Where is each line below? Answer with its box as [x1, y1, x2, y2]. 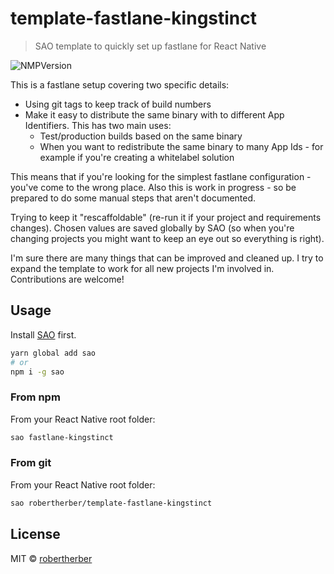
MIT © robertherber [10, 552, 93, 564]
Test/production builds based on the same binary [39, 130, 243, 142]
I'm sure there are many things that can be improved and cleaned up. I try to [10, 252, 324, 264]
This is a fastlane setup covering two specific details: [10, 78, 230, 91]
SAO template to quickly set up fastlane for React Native [34, 40, 267, 52]
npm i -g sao [10, 367, 65, 377]
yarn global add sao [10, 348, 97, 358]
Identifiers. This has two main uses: [24, 119, 172, 131]
